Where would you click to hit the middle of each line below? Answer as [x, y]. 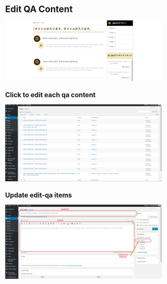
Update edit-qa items [39, 195]
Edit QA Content [39, 9]
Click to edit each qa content [50, 95]
